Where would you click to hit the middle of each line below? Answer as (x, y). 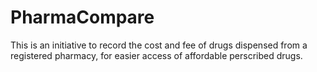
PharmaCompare (82, 17)
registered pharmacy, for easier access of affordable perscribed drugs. (156, 55)
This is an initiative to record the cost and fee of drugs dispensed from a (159, 45)
